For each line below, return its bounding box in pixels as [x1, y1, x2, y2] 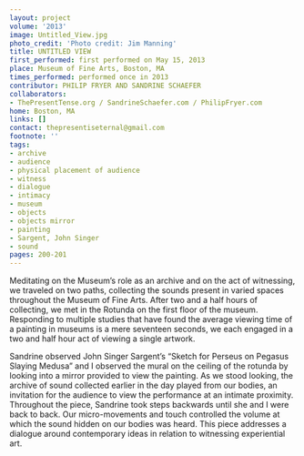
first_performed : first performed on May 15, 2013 [9, 56, 206, 65]
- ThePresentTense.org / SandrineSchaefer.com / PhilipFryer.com [9, 97, 262, 107]
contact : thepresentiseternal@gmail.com [9, 124, 166, 133]
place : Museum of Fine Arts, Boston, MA [9, 65, 166, 74]
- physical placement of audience [9, 166, 141, 175]
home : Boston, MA [9, 106, 76, 116]
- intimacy [9, 191, 51, 200]
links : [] [9, 115, 47, 124]
